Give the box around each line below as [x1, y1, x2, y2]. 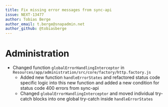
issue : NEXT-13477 [5, 12, 44, 17]
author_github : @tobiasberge [5, 26, 67, 31]
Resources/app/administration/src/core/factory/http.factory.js [12, 70, 151, 75]
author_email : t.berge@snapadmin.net [5, 21, 85, 27]
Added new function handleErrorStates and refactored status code [20, 74, 160, 81]
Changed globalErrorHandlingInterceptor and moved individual [20, 90, 154, 96]
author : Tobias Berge [5, 17, 51, 22]
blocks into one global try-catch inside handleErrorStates [33, 96, 153, 102]
